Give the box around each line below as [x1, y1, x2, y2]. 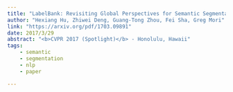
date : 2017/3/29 [7, 29, 54, 37]
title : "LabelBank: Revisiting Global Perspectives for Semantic [7, 10, 200, 17]
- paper [19, 68, 42, 75]
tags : [7, 42, 23, 49]
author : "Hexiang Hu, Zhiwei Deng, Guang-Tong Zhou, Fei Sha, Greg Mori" [7, 17, 225, 24]
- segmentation [19, 55, 64, 62]
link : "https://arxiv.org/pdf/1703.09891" [7, 23, 132, 30]
